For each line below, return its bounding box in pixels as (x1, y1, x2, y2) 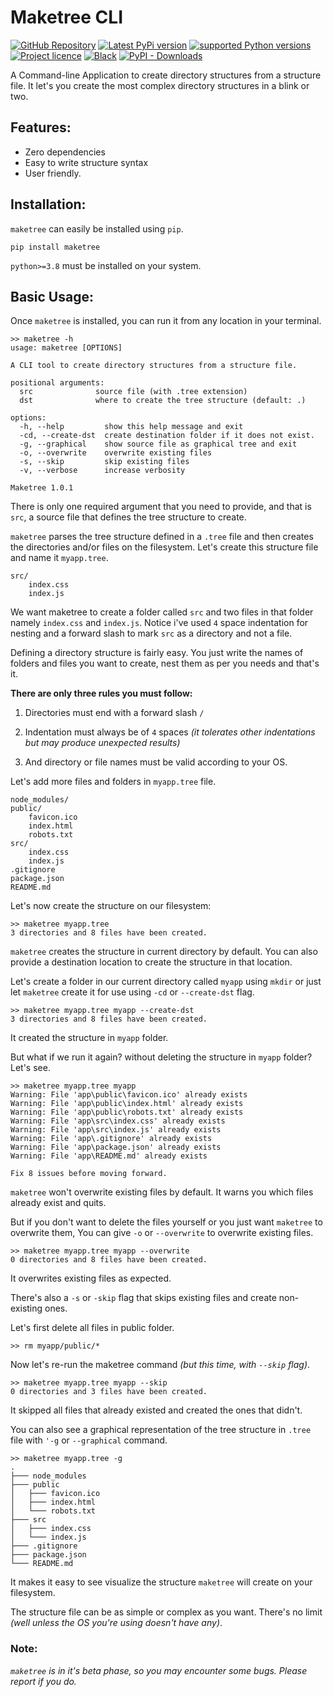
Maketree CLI (10, 6, 124, 29)
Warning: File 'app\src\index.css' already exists (10, 1116, 226, 1126)
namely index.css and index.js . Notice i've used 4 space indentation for (10, 617, 309, 629)
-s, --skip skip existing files (19, 457, 190, 467)
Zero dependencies (24, 146, 106, 158)
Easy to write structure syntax (24, 156, 149, 168)
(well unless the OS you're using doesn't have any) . (10, 1617, 223, 1629)
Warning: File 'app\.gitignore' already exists (10, 1134, 213, 1144)
